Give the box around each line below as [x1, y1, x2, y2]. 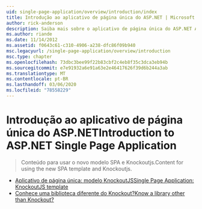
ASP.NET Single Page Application [6, 139, 177, 152]
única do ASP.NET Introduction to [6, 126, 175, 140]
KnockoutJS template [14, 183, 69, 190]
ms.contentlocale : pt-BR [6, 76, 69, 82]
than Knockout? [14, 196, 54, 203]
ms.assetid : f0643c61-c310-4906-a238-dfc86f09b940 [6, 43, 136, 49]
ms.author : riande [6, 31, 52, 37]
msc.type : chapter [6, 54, 52, 60]
